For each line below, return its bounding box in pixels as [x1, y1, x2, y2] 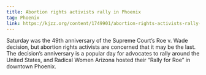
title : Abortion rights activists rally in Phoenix [6, 9, 141, 15]
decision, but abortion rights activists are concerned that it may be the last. [6, 43, 196, 51]
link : [6, 20, 20, 26]
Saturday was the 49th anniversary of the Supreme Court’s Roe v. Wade [6, 37, 188, 45]
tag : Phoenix [6, 15, 40, 21]
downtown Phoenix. [6, 63, 56, 70]
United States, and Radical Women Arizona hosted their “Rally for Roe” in [6, 56, 191, 64]
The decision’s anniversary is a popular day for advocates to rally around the [6, 50, 200, 57]
